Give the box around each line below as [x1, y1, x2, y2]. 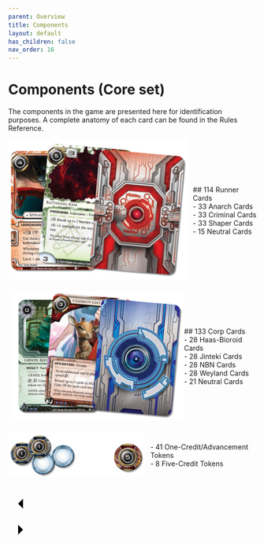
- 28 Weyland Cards [184, 368, 250, 378]
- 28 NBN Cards [184, 360, 236, 369]
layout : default [8, 29, 61, 37]
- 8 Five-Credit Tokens [150, 459, 224, 468]
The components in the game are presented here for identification [8, 107, 223, 116]
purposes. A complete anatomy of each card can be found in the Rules [8, 115, 238, 125]
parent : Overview [8, 13, 65, 20]
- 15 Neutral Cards [192, 227, 252, 236]
